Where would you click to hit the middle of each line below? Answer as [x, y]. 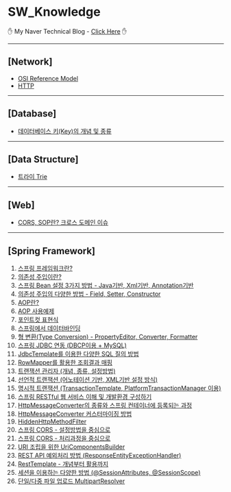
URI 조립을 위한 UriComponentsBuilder [71, 447]
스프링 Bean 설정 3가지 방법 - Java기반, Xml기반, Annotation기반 [106, 285]
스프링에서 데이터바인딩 [49, 328]
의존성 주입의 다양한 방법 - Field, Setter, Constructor [89, 294]
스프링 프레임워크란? [45, 268]
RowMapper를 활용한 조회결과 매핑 [65, 362]
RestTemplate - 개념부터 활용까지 [63, 464]
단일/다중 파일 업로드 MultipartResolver [71, 481]
